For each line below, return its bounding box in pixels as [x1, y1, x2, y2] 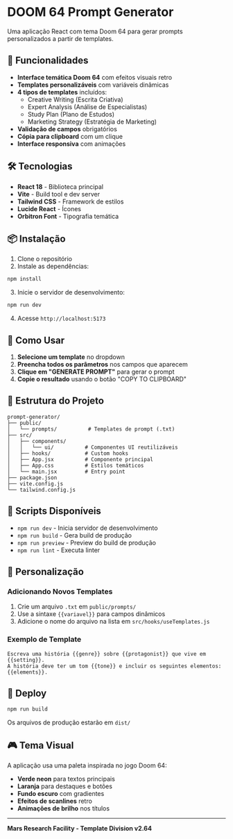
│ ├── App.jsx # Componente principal [7, 456, 154, 463]
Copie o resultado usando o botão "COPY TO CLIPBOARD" [17, 374, 187, 383]
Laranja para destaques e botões [17, 782, 113, 790]
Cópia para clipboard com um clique [17, 132, 123, 140]
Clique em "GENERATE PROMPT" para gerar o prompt [17, 367, 175, 376]
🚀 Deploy [7, 687, 47, 699]
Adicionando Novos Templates [7, 586, 113, 596]
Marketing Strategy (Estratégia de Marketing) [27, 117, 157, 126]
